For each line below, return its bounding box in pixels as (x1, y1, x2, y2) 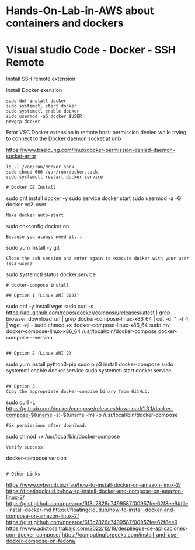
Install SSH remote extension (6, 75, 76, 83)
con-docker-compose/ (6, 531, 61, 538)
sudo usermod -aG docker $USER (6, 113, 82, 120)
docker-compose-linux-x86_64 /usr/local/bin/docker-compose (6, 328, 157, 335)
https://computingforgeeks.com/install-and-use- (61, 531, 179, 538)
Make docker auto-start (6, 212, 64, 218)
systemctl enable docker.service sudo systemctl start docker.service (6, 367, 172, 374)
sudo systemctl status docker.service (6, 271, 96, 278)
